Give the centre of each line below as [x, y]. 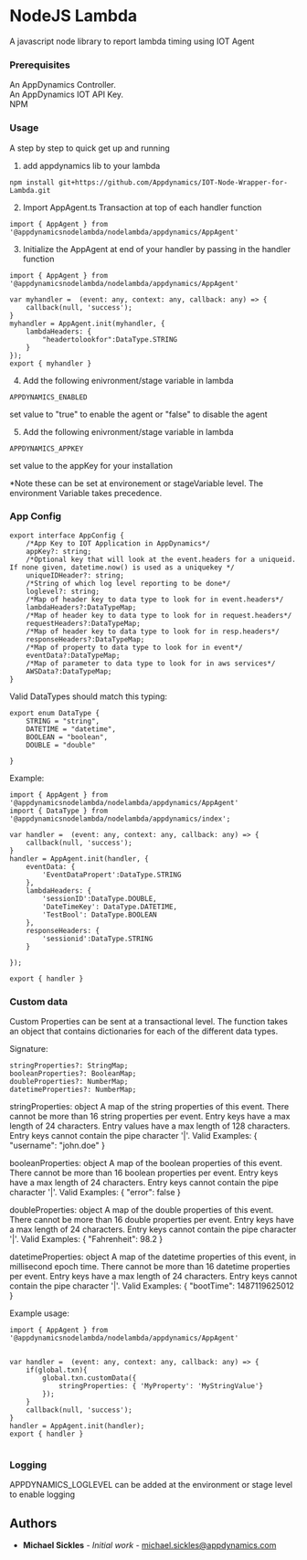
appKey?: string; [59, 551]
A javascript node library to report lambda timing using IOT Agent [132, 41]
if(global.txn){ [57, 1370]
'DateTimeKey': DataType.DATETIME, [110, 907]
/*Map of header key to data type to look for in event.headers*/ [155, 600]
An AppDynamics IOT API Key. [67, 95]
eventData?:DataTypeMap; [73, 655]
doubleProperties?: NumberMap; [69, 1082]
